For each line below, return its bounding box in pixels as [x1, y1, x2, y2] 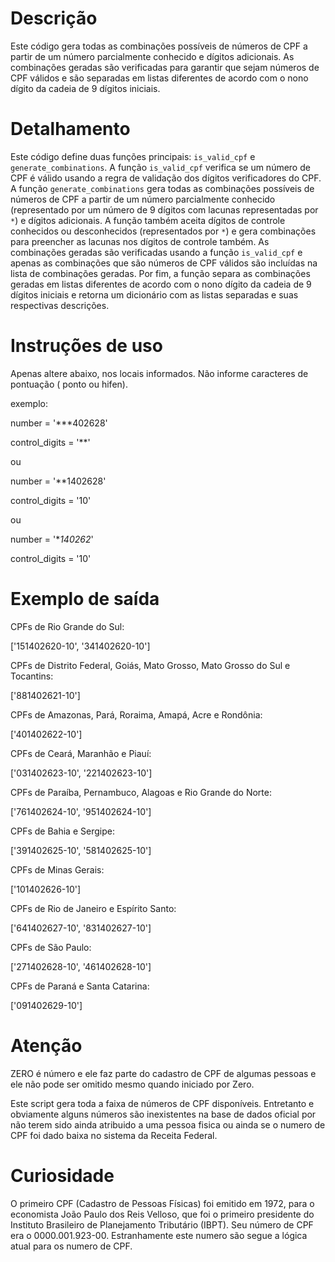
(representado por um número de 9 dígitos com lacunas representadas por [10, 203, 319, 216]
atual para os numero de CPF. [10, 1240, 133, 1252]
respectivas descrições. [10, 299, 110, 311]
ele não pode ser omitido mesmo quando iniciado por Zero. [10, 1078, 255, 1090]
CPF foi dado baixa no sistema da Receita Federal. [10, 1129, 218, 1141]
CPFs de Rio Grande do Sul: [10, 620, 125, 632]
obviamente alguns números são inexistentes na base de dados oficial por [10, 1108, 317, 1120]
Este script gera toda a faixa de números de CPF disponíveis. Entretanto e [10, 1097, 315, 1109]
